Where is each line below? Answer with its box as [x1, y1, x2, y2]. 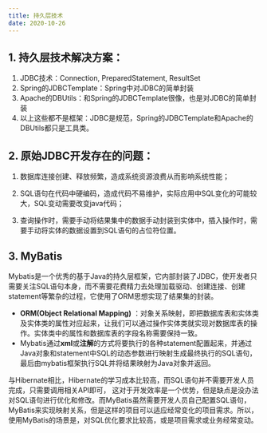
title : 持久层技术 [8, 11, 64, 20]
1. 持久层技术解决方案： [8, 50, 124, 64]
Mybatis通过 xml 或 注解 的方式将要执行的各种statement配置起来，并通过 [19, 338, 253, 348]
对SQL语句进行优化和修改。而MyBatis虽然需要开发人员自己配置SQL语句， [8, 395, 251, 404]
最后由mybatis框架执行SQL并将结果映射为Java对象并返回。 [19, 358, 215, 367]
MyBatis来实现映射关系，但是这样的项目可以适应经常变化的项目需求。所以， [8, 405, 259, 415]
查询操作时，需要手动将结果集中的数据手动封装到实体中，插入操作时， [19, 216, 251, 225]
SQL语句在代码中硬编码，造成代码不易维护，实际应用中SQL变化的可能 [19, 189, 251, 198]
